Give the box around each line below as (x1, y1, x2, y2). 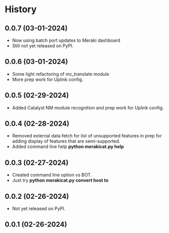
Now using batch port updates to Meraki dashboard (12, 37, 120, 43)
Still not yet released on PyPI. (12, 43, 74, 49)
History (5, 4, 37, 15)
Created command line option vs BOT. (12, 172, 92, 178)
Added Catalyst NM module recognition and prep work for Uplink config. (12, 104, 164, 110)
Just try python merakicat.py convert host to (12, 177, 109, 184)
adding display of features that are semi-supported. (12, 138, 120, 144)
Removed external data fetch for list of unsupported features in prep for (12, 133, 162, 139)
